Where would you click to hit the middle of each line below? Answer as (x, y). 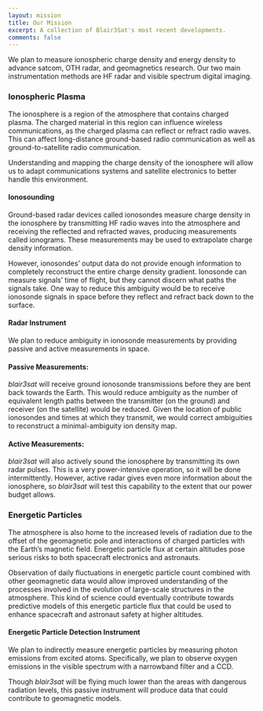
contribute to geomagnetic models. (65, 698)
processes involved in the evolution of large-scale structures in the (116, 589)
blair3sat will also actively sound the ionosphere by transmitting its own (124, 461)
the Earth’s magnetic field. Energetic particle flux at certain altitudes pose (127, 549)
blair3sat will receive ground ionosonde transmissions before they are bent (130, 384)
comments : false (35, 37)
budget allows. (32, 495)
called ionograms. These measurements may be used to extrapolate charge (130, 240)
